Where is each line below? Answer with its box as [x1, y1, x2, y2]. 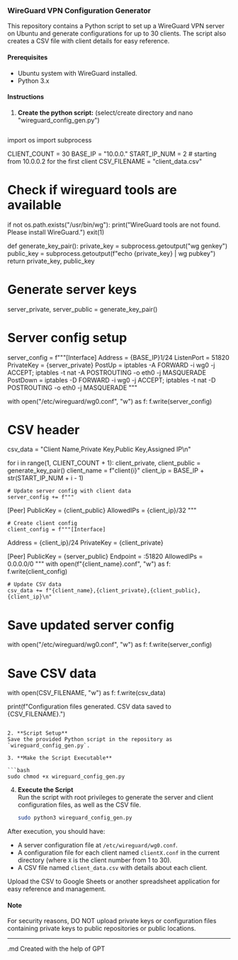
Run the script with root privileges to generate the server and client [17, 793, 214, 802]
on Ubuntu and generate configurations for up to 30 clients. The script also [7, 29, 227, 38]
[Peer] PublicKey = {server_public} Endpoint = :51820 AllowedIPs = [7, 552, 203, 561]
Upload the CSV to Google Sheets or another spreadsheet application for [7, 877, 220, 886]
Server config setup [7, 329, 127, 346]
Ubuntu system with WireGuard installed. [17, 69, 137, 77]
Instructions [7, 93, 45, 101]
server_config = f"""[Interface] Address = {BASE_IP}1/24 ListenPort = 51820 [7, 353, 230, 361]
